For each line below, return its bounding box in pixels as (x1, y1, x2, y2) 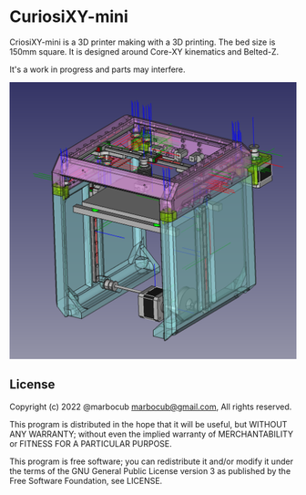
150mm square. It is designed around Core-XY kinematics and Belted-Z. (9, 46, 280, 57)
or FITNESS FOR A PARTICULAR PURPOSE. (9, 438, 173, 449)
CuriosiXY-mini (9, 6, 129, 27)
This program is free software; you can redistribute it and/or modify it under (9, 456, 294, 467)
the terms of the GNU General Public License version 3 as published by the (9, 465, 291, 476)
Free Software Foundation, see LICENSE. (9, 475, 163, 486)
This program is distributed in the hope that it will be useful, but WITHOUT (9, 418, 288, 429)
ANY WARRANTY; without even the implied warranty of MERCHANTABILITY (9, 428, 294, 439)
